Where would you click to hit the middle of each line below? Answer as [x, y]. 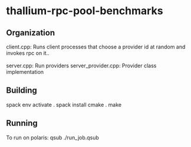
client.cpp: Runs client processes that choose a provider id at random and [96, 47]
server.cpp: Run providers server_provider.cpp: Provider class [81, 66]
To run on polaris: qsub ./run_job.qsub [52, 138]
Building [22, 91]
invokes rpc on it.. [28, 53]
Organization [30, 33]
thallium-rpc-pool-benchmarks [85, 11]
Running [22, 123]
